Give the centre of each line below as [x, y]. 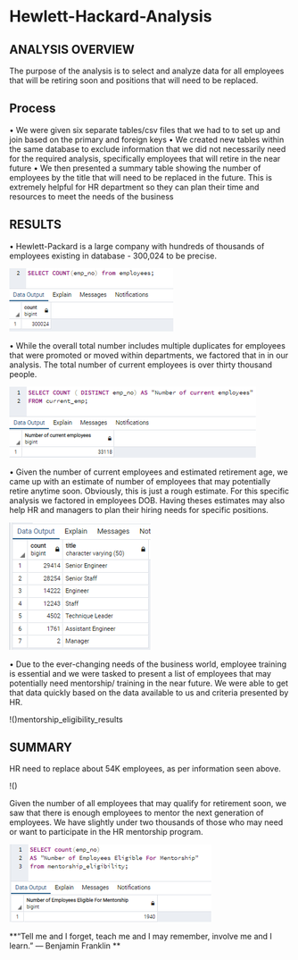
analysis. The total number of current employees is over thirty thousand [141, 365]
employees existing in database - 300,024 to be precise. [113, 256]
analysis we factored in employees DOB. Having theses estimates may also [147, 500]
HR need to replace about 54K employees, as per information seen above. [145, 769]
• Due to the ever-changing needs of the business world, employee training [148, 664]
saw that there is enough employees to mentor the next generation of [137, 813]
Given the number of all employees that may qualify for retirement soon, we [148, 804]
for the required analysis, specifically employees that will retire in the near [145, 158]
